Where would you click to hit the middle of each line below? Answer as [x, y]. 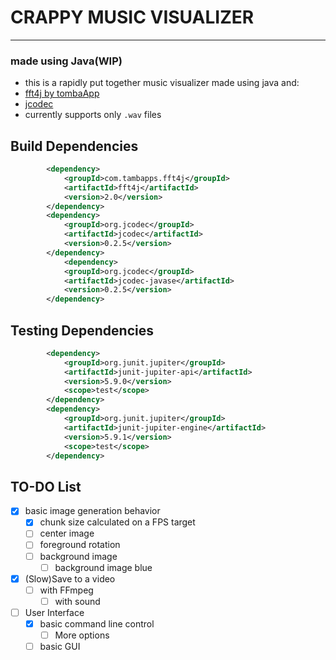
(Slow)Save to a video [70, 578]
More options [82, 635]
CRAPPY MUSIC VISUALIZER [132, 17]
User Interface [54, 612]
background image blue [103, 567]
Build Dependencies [74, 146]
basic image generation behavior [92, 511]
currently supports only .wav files [93, 115]
